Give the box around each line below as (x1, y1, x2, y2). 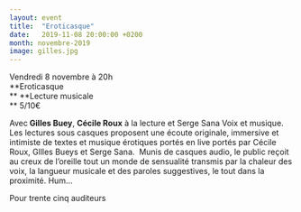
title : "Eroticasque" (9, 22, 95, 31)
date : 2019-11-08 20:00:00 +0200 (9, 30, 143, 39)
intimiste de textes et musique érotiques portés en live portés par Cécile (9, 137, 277, 148)
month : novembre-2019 (9, 38, 91, 48)
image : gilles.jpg (9, 47, 78, 56)
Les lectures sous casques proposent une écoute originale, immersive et (9, 127, 279, 138)
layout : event (9, 13, 63, 23)
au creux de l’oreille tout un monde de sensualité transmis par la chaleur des (9, 156, 293, 167)
